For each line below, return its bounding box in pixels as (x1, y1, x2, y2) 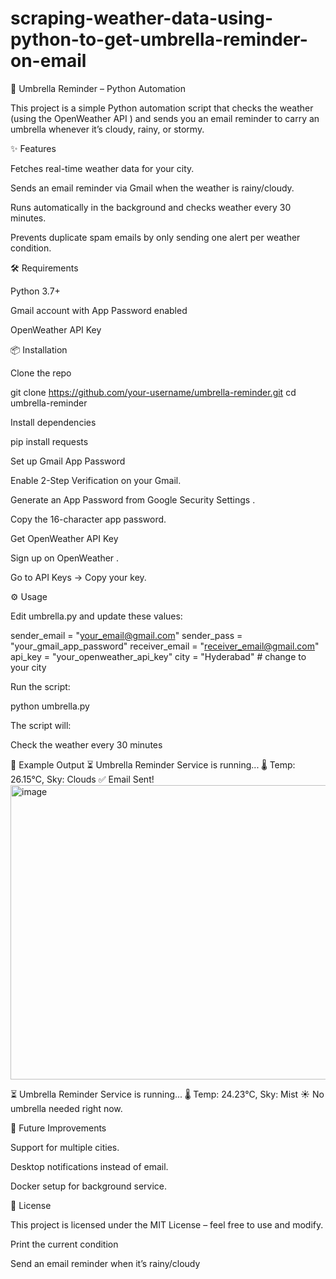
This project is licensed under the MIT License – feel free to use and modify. (10, 1218, 324, 1231)
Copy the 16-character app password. (10, 513, 167, 525)
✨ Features (10, 142, 57, 154)
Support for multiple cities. (10, 1141, 120, 1153)
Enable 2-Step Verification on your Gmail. (10, 474, 182, 486)
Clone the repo (10, 367, 72, 379)
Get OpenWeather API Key (10, 532, 119, 544)
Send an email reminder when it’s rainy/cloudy (10, 1257, 201, 1269)
